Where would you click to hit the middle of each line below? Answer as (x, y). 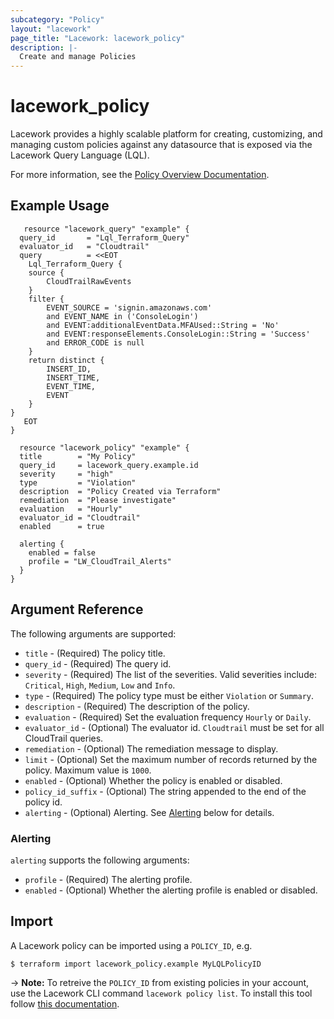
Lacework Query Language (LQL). (80, 155)
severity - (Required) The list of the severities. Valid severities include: (170, 674)
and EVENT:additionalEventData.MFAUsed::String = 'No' (163, 325)
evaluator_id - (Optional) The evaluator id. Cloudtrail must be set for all (174, 727)
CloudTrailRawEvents (89, 281)
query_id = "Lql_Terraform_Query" (104, 237)
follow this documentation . (65, 1003)
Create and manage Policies (78, 57)
